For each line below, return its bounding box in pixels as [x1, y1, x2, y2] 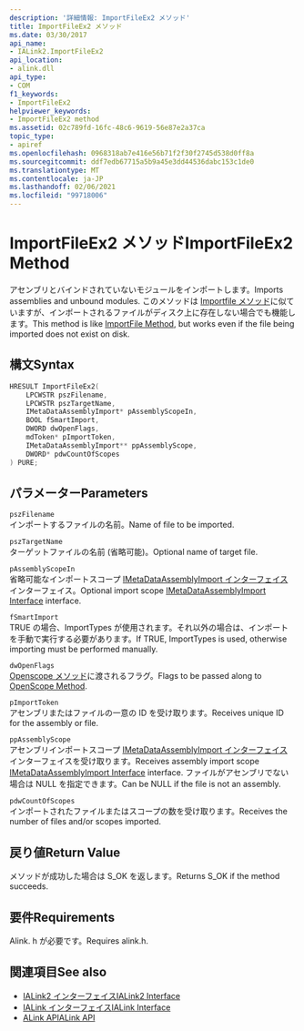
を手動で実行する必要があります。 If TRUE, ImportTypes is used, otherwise [9, 633, 288, 644]
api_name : [9, 38, 47, 48]
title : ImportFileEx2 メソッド [9, 22, 123, 31]
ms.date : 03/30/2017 [9, 30, 88, 39]
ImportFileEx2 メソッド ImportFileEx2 [9, 233, 294, 254]
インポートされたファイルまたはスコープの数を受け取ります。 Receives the [9, 806, 289, 817]
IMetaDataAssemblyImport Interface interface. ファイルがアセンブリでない [9, 767, 289, 778]
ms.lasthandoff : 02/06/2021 [9, 183, 117, 192]
